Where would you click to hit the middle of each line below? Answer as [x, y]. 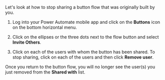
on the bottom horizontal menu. [44, 27]
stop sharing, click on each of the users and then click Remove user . [83, 57]
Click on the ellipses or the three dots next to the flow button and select [85, 37]
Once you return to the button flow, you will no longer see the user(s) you [80, 67]
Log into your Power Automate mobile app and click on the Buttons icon [86, 22]
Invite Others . [27, 42]
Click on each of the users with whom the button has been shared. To [83, 52]
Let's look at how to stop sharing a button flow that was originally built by [80, 7]
